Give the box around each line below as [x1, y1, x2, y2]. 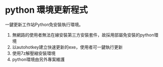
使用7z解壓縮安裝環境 [12, 50, 56, 56]
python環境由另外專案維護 [12, 56, 65, 62]
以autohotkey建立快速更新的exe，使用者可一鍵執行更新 [12, 44, 123, 50]
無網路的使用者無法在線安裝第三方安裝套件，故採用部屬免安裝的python [12, 32, 154, 38]
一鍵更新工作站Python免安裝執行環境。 [5, 22, 84, 27]
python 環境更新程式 [5, 4, 88, 16]
